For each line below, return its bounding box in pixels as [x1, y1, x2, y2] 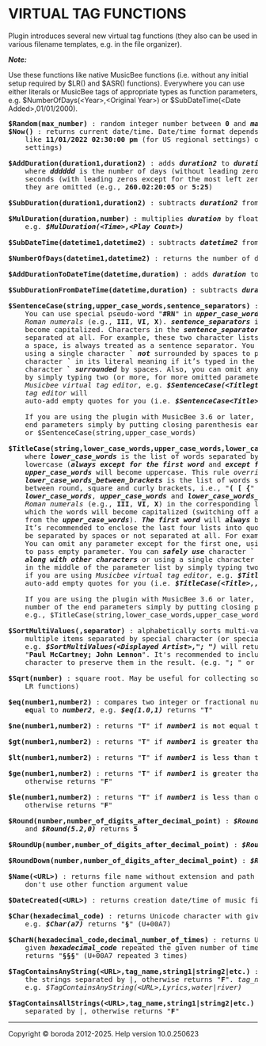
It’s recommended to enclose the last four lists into [25, 523, 243, 532]
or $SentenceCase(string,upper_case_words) [25, 428, 196, 437]
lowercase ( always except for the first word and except [25, 460, 251, 468]
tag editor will [25, 388, 89, 397]
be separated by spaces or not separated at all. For [25, 531, 238, 540]
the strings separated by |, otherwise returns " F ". [25, 975, 234, 983]
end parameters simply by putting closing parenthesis [25, 420, 243, 429]
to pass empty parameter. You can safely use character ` [25, 547, 255, 555]
